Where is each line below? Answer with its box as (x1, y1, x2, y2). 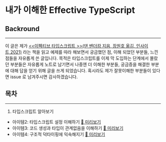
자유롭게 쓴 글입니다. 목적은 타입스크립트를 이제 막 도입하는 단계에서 (18, 55, 149, 61)
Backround (5, 24, 40, 33)
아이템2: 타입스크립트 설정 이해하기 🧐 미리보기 (12, 119, 101, 125)
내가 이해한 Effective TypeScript (5, 4, 135, 16)
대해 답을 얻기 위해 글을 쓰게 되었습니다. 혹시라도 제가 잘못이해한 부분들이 (10, 68, 152, 73)
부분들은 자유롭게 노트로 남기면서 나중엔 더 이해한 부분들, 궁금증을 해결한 (10, 61, 150, 67)
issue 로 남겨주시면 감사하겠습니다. (10, 74, 78, 80)
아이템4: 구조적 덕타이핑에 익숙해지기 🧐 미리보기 (12, 131, 105, 137)
